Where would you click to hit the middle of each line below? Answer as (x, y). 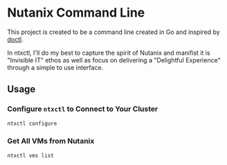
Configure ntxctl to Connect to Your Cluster (83, 109)
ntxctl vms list (30, 155)
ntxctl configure (32, 123)
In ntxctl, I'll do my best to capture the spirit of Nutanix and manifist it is (109, 53)
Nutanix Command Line (76, 13)
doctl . (15, 39)
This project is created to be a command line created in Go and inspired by (113, 32)
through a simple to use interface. (55, 67)
